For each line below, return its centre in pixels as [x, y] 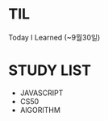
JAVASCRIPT [42, 93]
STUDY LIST [50, 71]
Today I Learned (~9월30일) [54, 37]
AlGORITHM [40, 110]
